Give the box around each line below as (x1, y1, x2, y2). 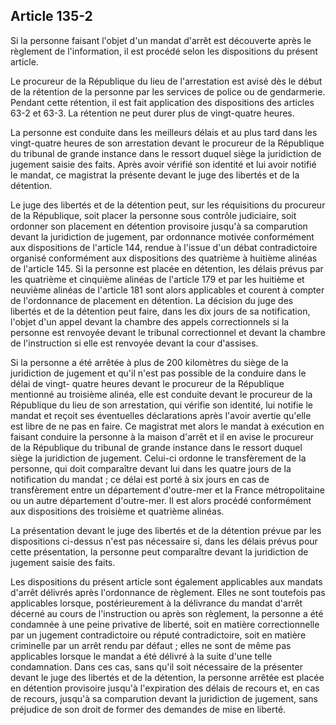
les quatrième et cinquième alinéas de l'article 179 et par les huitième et (10, 273, 305, 285)
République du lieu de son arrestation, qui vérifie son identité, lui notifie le (10, 399, 313, 411)
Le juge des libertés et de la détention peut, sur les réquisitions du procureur (10, 199, 326, 211)
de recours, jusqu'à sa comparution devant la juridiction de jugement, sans (10, 692, 318, 704)
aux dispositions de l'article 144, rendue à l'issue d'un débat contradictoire (10, 241, 318, 253)
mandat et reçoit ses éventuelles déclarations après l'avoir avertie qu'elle (10, 409, 312, 421)
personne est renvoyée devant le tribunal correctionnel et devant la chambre (10, 326, 326, 338)
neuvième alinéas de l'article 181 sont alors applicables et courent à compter (10, 284, 325, 296)
